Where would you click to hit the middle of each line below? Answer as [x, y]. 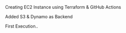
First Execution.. [22, 26]
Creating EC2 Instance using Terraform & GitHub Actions [63, 7]
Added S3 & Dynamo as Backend [39, 16]
